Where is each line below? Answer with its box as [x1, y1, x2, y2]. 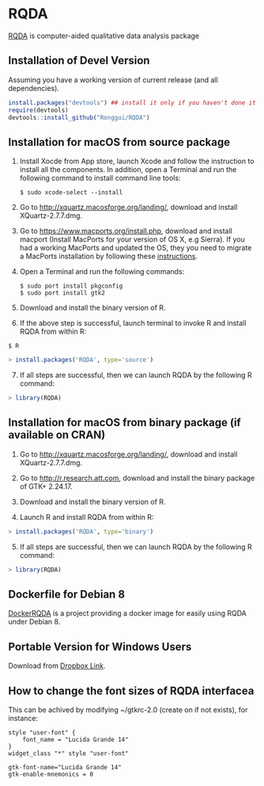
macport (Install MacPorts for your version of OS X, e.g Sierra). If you [19, 235, 245, 244]
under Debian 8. [8, 617, 61, 627]
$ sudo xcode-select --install [19, 189, 123, 196]
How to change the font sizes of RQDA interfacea [8, 684, 255, 697]
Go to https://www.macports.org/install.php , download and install [19, 227, 233, 236]
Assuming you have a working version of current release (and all [8, 74, 219, 84]
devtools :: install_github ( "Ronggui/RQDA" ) [8, 113, 150, 121]
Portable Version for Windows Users [8, 639, 192, 654]
